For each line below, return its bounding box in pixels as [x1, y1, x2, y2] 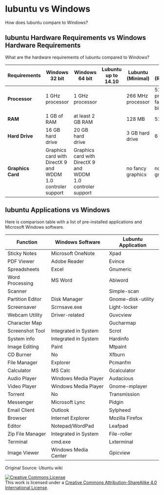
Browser [7, 415, 27, 421]
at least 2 [73, 112, 95, 119]
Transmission [109, 391, 140, 397]
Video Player [7, 383, 37, 390]
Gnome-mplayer [109, 383, 147, 390]
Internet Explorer [51, 415, 90, 421]
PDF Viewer [7, 257, 35, 264]
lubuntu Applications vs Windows [5, 206, 110, 214]
